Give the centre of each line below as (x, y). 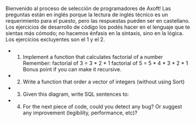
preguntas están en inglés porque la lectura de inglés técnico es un (87, 15)
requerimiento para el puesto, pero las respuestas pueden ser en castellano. (98, 21)
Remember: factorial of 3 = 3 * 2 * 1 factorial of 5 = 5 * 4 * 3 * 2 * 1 (105, 63)
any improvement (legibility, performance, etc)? (80, 113)
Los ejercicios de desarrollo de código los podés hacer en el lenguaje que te (98, 27)
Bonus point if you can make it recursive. (72, 69)
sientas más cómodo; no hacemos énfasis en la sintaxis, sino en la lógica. (95, 33)
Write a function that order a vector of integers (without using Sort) (104, 82)
